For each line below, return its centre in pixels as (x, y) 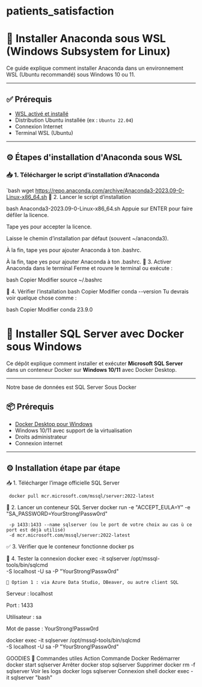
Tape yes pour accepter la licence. (49, 227)
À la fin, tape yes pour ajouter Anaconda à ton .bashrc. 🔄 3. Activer (89, 262)
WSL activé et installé (42, 113)
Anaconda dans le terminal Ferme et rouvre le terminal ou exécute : (90, 268)
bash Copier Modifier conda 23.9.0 (50, 309)
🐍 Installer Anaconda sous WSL (86, 39)
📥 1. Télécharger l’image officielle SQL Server (63, 483)
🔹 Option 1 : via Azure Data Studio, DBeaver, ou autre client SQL (93, 583)
